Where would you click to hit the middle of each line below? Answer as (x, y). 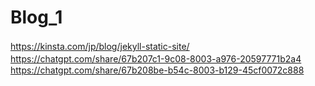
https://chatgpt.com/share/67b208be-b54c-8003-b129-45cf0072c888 (157, 70)
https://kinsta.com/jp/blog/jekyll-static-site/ (100, 46)
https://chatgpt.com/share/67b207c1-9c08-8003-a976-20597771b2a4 (156, 58)
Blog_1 (36, 17)
